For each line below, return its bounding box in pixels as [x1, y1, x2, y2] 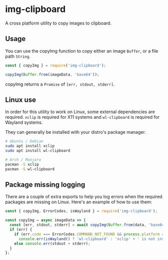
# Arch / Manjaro [5, 157, 41, 162]
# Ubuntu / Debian [5, 139, 43, 144]
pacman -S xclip [5, 162, 39, 167]
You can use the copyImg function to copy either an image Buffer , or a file [5, 48, 158, 54]
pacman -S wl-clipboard [5, 166, 55, 171]
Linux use [5, 95, 36, 104]
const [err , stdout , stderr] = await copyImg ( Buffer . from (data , [9, 222, 146, 227]
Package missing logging [5, 180, 85, 189]
